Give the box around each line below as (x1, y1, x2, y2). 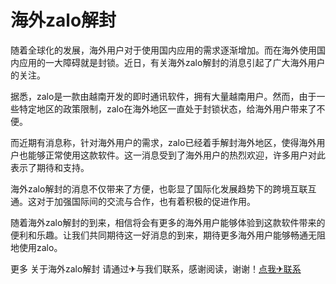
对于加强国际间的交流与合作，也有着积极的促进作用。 (36, 195, 256, 207)
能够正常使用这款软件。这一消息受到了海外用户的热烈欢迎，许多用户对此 (27, 149, 326, 161)
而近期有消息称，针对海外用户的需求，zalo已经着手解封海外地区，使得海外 (10, 136, 317, 148)
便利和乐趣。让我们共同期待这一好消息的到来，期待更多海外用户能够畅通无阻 (10, 229, 326, 241)
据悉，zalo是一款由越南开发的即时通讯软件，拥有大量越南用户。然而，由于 (10, 90, 317, 102)
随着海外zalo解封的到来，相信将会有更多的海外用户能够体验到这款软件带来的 (10, 216, 326, 228)
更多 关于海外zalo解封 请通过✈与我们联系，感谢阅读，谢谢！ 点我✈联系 (10, 262, 302, 275)
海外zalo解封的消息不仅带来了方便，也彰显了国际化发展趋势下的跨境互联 (10, 182, 308, 195)
